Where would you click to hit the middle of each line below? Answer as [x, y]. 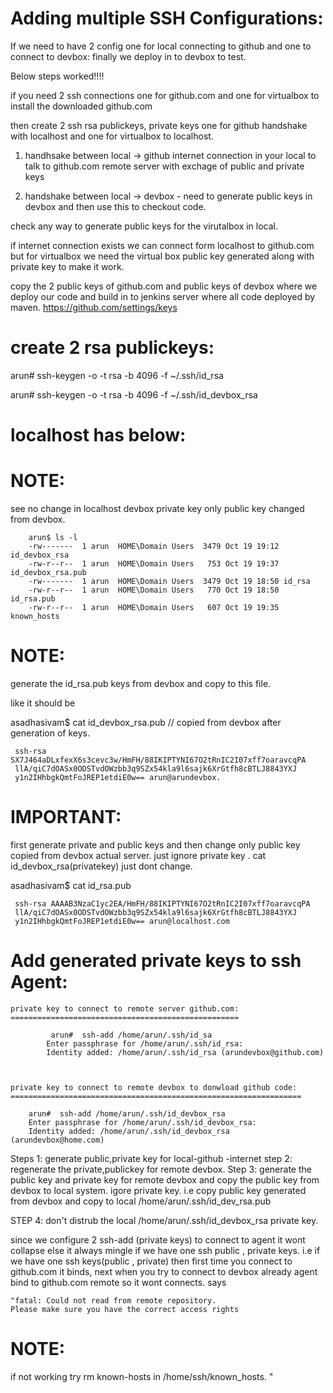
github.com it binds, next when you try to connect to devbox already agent [164, 1271]
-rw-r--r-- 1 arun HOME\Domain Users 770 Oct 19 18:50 [154, 590]
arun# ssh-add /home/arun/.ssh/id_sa [131, 1035]
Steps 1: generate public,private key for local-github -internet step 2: [151, 1158]
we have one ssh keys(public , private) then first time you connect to [151, 1261]
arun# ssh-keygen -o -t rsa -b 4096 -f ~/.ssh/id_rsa [117, 375]
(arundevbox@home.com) [57, 1140]
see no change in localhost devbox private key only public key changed [157, 508]
